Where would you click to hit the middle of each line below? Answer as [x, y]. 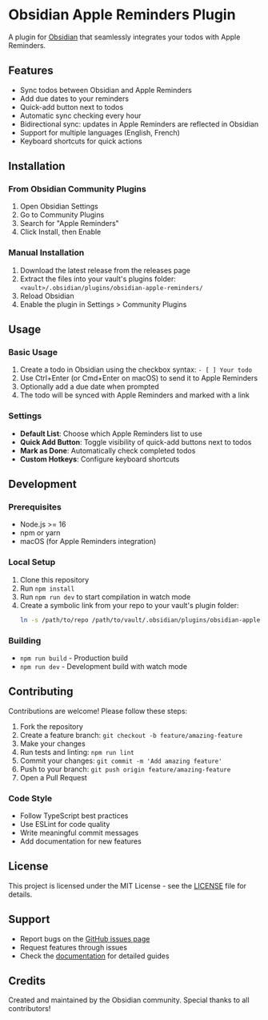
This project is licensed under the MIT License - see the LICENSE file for [127, 885]
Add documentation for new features [80, 841]
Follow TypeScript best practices [74, 816]
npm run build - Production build [74, 658]
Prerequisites [35, 507]
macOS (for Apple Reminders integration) [88, 542]
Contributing [41, 692]
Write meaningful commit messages [79, 833]
